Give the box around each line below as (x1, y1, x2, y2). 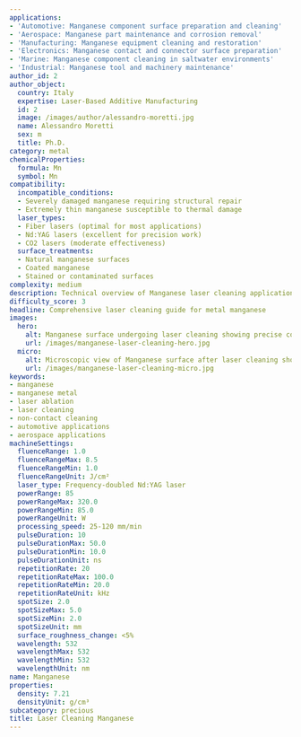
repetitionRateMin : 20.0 (17, 581, 110, 590)
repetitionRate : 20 (17, 564, 90, 573)
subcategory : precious (9, 706, 94, 715)
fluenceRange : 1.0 (17, 447, 87, 456)
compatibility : (9, 180, 66, 189)
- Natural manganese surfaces (17, 255, 130, 265)
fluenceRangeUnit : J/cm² (17, 472, 110, 481)
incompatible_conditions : (17, 189, 115, 197)
